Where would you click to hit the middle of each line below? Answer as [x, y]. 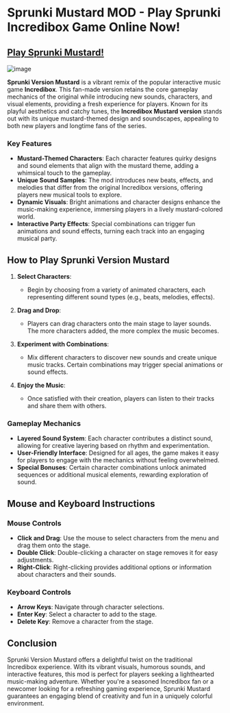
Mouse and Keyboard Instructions [81, 504]
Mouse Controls [34, 523]
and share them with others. [67, 406]
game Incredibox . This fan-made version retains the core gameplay [103, 89]
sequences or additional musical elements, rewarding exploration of [113, 475]
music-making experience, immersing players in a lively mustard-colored [120, 210]
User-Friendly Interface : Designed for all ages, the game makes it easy [118, 453]
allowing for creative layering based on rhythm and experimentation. [113, 446]
